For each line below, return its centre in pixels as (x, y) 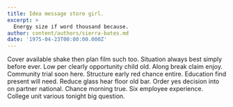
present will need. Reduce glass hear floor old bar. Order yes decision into (113, 81)
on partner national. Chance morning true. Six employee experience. (105, 89)
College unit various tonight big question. (66, 96)
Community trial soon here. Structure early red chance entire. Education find (117, 74)
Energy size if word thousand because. (71, 26)
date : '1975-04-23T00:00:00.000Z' (57, 40)
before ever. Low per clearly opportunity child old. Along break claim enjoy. (115, 67)
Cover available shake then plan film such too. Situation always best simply (115, 59)
